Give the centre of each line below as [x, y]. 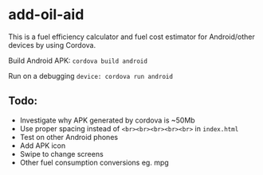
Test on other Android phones [69, 137]
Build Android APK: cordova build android [78, 60]
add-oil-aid [46, 15]
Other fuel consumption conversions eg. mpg [94, 162]
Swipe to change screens [61, 154]
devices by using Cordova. [52, 45]
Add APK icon [43, 146]
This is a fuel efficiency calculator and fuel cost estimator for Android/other [131, 37]
